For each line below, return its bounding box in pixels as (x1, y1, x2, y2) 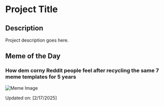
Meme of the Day (5, 52, 61, 60)
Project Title (5, 4, 58, 15)
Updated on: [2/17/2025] (5, 95, 57, 101)
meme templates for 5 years (5, 74, 76, 81)
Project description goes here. (5, 37, 69, 43)
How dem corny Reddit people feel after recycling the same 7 (5, 67, 159, 74)
